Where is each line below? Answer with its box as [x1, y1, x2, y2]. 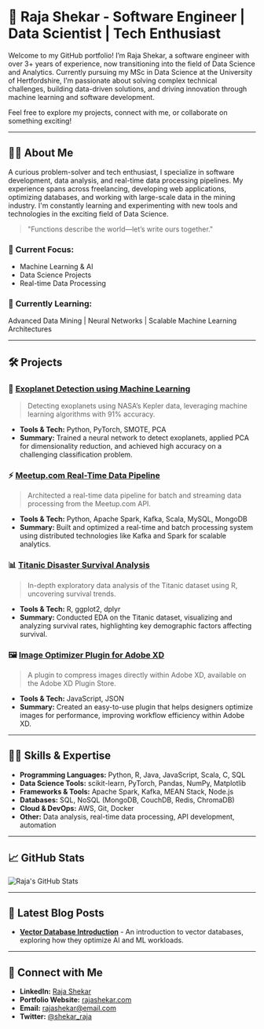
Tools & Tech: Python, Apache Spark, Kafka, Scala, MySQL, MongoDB [19, 514, 247, 524]
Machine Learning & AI [19, 262, 93, 272]
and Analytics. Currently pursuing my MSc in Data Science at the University [8, 67, 253, 76]
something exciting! [8, 116, 72, 125]
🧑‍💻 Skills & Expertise [8, 749, 112, 763]
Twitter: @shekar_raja [19, 1012, 93, 1021]
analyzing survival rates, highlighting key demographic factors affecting [19, 620, 252, 630]
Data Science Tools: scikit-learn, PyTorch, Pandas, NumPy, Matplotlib [19, 778, 246, 787]
